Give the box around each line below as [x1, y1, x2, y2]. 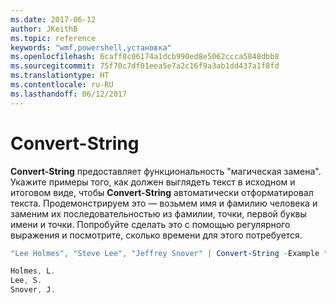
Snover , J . [10, 285, 56, 295]
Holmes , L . [10, 266, 56, 276]
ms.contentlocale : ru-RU [10, 80, 114, 90]
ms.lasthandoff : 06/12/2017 [10, 89, 128, 99]
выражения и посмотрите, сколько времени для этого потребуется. [10, 229, 303, 241]
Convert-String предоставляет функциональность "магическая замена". [10, 165, 322, 177]
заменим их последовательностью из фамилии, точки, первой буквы [10, 207, 307, 220]
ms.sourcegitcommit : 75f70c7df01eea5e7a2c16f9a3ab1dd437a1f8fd [10, 61, 280, 71]
